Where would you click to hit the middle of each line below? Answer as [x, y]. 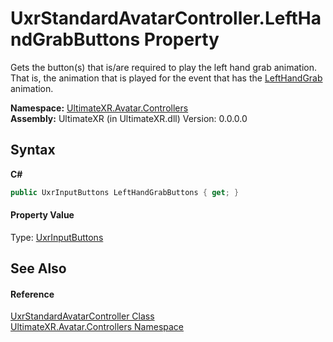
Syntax [33, 150]
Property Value [42, 215]
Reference [32, 294]
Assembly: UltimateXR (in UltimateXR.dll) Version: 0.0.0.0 [129, 118]
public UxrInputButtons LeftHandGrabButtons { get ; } [125, 192]
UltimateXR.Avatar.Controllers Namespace [97, 327]
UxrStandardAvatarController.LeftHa [166, 18]
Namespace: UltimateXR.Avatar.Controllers [99, 108]
